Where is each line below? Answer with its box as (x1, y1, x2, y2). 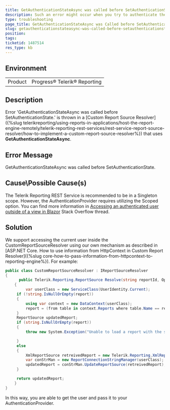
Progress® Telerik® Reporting (31, 78, 102, 85)
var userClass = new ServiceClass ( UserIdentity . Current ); (25, 287, 151, 292)
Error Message (5, 151, 53, 159)
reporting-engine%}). (5, 258, 50, 264)
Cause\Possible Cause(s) (5, 179, 87, 188)
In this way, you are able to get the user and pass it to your (5, 394, 127, 401)
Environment (5, 64, 47, 73)
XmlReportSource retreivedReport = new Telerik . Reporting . (25, 353, 153, 358)
